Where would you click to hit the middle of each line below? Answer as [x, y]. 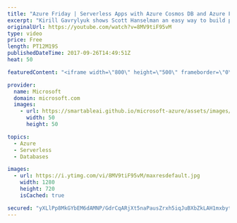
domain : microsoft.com [47, 98]
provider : [22, 85]
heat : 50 [20, 60]
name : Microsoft [37, 91]
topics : [19, 137]
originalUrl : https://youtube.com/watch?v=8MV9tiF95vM [90, 27]
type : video [25, 33]
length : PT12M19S [33, 46]
